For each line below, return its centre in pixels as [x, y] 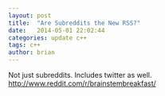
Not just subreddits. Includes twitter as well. [80, 75]
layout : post [30, 15]
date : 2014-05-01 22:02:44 [57, 30]
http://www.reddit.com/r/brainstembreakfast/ [82, 83]
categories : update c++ [48, 38]
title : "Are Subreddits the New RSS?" [75, 23]
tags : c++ [25, 45]
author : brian [32, 52]
